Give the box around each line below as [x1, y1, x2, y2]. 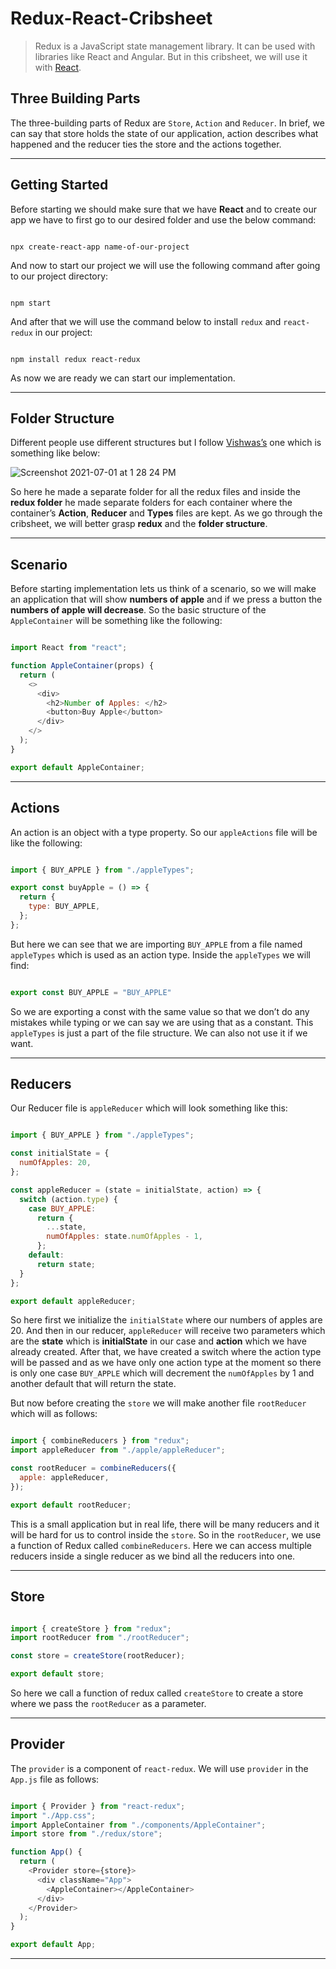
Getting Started [10, 177, 109, 194]
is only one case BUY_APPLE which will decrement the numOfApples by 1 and [10, 1367, 315, 1379]
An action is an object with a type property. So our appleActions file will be [10, 826, 318, 838]
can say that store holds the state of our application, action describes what [10, 127, 319, 139]
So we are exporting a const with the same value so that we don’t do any [10, 1005, 310, 1017]
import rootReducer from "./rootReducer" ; [10, 1633, 190, 1643]
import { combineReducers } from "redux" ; [10, 1436, 190, 1446]
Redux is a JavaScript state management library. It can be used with [34, 40, 316, 52]
